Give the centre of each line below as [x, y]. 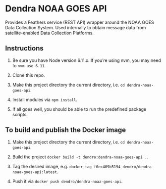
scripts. [20, 114]
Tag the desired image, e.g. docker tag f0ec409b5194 [66, 166]
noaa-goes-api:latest [34, 172]
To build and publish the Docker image [66, 130]
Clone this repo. [28, 75]
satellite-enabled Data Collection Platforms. [50, 33]
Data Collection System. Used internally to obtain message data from [76, 27]
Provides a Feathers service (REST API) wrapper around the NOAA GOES [80, 22]
